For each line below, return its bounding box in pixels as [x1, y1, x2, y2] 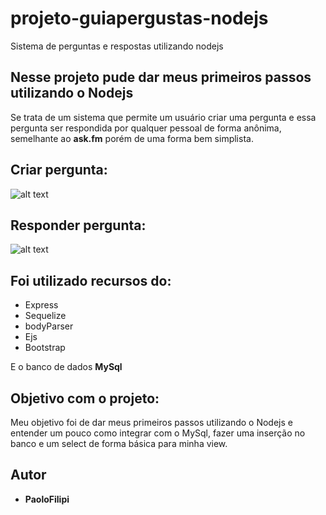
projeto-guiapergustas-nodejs [10, 7, 269, 30]
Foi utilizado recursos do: [10, 272, 172, 289]
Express [24, 299, 59, 311]
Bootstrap [24, 342, 66, 354]
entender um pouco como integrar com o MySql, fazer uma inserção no [10, 427, 306, 439]
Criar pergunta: [10, 162, 108, 179]
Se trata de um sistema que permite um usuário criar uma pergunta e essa [10, 111, 317, 123]
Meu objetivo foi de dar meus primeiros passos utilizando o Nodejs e [10, 417, 293, 428]
